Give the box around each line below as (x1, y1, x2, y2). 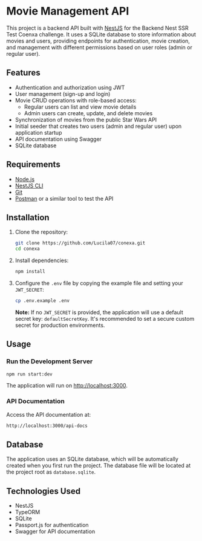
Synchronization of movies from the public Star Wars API (15, 116, 157, 123)
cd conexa (15, 246, 41, 252)
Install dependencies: (15, 257, 69, 264)
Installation (6, 212, 50, 223)
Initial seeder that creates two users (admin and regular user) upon (15, 123, 182, 130)
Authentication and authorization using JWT (15, 84, 125, 91)
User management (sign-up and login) (15, 90, 111, 98)
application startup (15, 129, 62, 136)
